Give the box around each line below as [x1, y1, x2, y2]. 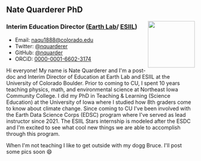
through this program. [6, 130, 60, 137]
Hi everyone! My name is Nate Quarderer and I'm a [6, 67, 132, 74]
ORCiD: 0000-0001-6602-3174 [14, 55, 92, 62]
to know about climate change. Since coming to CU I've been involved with [6, 104, 191, 112]
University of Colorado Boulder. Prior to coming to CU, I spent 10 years [6, 79, 181, 86]
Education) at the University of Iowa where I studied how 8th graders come [6, 98, 191, 106]
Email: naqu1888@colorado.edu [14, 36, 94, 44]
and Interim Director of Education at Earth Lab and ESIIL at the [17, 73, 170, 80]
